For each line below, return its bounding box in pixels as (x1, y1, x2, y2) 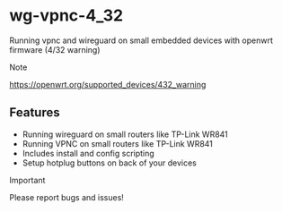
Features (9, 105, 60, 121)
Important (9, 174, 46, 185)
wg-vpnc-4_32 (9, 5, 124, 26)
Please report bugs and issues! (9, 191, 124, 202)
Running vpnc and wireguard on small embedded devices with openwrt (9, 35, 274, 46)
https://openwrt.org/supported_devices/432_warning (9, 79, 207, 89)
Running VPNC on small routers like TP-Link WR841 (22, 138, 214, 148)
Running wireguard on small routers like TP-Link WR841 (22, 129, 229, 140)
